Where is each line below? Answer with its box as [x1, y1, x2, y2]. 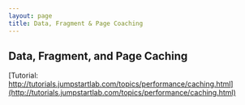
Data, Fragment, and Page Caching [8, 49, 188, 63]
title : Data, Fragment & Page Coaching [8, 19, 144, 27]
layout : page [8, 11, 53, 20]
